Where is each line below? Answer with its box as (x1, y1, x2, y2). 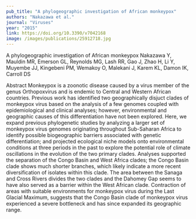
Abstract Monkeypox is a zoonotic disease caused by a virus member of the (6, 82, 190, 88)
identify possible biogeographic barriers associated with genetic (6, 132, 161, 138)
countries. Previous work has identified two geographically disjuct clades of (6, 94, 189, 101)
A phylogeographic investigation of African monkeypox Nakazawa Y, (6, 52, 172, 59)
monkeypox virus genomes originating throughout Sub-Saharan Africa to (6, 125, 182, 132)
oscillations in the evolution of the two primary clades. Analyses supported (6, 150, 186, 157)
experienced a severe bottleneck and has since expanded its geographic (6, 200, 181, 207)
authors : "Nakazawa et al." (6, 14, 75, 20)
